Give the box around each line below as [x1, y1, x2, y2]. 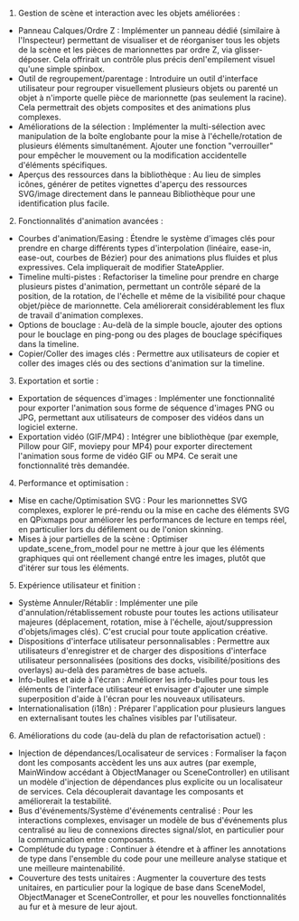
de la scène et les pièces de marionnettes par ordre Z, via [17, 44, 233, 55]
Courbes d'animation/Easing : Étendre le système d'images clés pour [17, 233, 276, 243]
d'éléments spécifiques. [17, 160, 108, 170]
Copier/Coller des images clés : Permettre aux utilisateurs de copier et [17, 348, 280, 359]
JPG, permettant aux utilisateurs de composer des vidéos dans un [17, 412, 265, 423]
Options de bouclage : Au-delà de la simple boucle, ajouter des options [17, 320, 283, 330]
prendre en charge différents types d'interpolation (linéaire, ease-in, [17, 243, 272, 253]
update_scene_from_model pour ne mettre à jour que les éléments [17, 543, 265, 554]
